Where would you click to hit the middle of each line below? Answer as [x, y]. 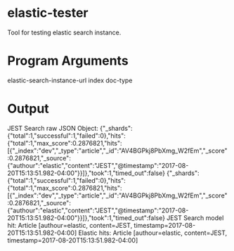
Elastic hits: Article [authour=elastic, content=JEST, [153, 233]
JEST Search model [195, 218]
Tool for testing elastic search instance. [64, 32]
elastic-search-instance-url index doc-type [70, 80]
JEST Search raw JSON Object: [53, 128]
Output [28, 109]
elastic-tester [48, 13]
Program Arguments [68, 61]
